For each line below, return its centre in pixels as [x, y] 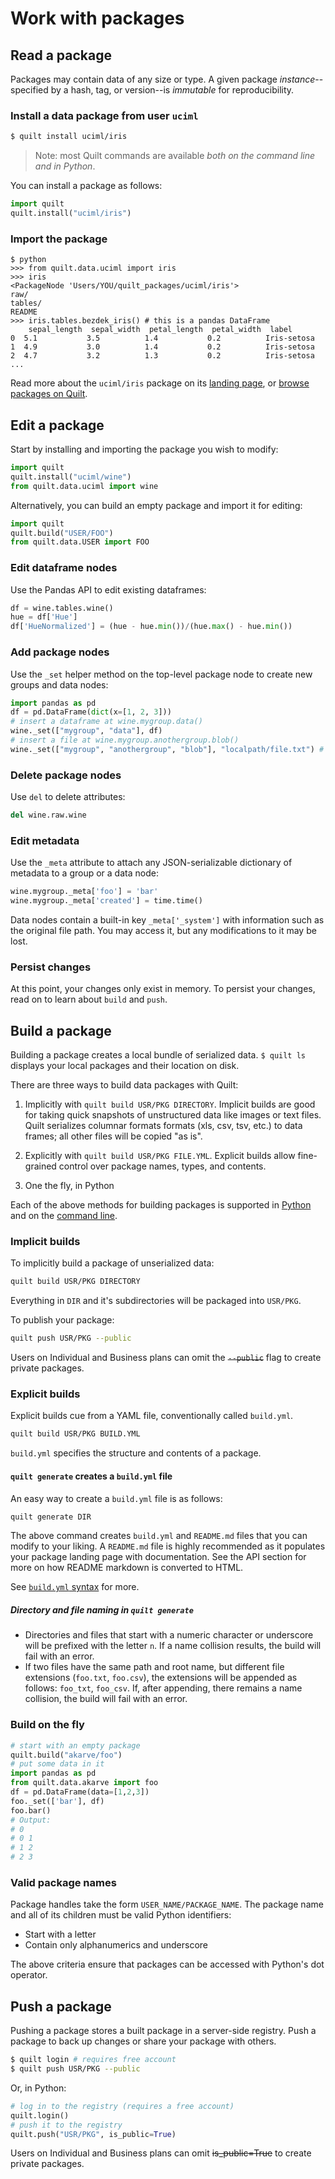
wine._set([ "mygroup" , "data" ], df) [86, 731]
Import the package [59, 239]
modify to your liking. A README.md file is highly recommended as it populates [168, 1546]
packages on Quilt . [49, 394]
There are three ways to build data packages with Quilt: [124, 1085]
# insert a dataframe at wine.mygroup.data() [106, 722]
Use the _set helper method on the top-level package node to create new [161, 674]
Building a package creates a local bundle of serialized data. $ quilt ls [158, 1055]
